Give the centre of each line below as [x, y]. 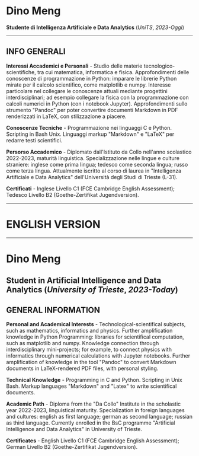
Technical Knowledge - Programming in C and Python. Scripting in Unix [94, 380]
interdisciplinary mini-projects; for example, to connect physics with [89, 350]
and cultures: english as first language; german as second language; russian [99, 417]
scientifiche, [21, 72]
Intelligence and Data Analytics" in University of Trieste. [74, 429]
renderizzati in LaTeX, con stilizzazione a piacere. [66, 116]
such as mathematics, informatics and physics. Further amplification [89, 331]
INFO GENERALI [36, 52]
